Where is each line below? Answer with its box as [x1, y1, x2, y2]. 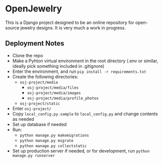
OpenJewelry [5, 3, 62, 14]
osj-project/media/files [27, 85, 79, 90]
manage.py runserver [12, 153, 55, 158]
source [5, 24, 20, 30]
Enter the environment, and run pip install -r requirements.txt [12, 68, 147, 74]
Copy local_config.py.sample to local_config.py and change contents [12, 111, 158, 117]
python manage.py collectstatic [19, 143, 87, 149]
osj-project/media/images [27, 90, 81, 95]
